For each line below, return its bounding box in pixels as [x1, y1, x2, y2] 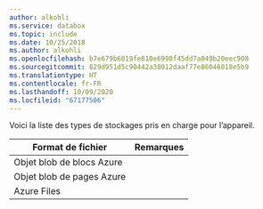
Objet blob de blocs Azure [13, 157, 123, 169]
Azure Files [13, 185, 61, 197]
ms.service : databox [9, 21, 86, 30]
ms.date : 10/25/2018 [9, 37, 86, 47]
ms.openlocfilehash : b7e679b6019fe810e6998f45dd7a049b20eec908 [9, 54, 250, 63]
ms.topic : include [9, 29, 78, 38]
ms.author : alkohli [9, 46, 82, 55]
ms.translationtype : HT [9, 71, 98, 80]
